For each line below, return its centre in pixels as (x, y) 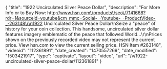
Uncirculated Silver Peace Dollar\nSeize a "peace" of (100, 23)
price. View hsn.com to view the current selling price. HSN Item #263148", (84, 45)
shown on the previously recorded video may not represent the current (80, 40)
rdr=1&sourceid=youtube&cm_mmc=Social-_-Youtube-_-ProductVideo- (80, 18)
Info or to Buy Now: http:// (33, 13)
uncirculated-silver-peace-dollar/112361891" (52, 61)
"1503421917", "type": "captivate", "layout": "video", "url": (66, 56)
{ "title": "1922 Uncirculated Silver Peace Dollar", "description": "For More (83, 7)
